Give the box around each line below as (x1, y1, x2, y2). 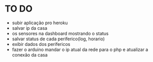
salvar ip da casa (12, 25, 47, 31)
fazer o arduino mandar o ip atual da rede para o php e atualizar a (12, 46, 148, 52)
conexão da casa (12, 51, 48, 58)
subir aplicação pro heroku (12, 20, 68, 26)
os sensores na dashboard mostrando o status (12, 30, 109, 36)
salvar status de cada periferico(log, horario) (12, 36, 105, 42)
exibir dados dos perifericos (12, 41, 70, 47)
